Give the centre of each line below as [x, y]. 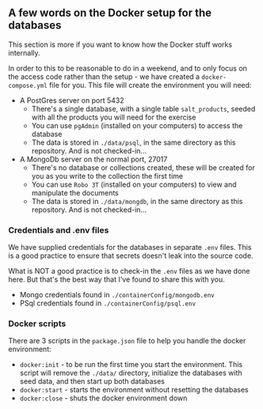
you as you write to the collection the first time [107, 176]
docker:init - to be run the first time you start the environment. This [131, 365]
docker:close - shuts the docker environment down [103, 398]
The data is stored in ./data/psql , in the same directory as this [133, 142]
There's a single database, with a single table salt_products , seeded [143, 108]
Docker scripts [37, 324]
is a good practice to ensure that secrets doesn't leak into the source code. [131, 256]
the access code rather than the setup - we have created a [104, 76]
